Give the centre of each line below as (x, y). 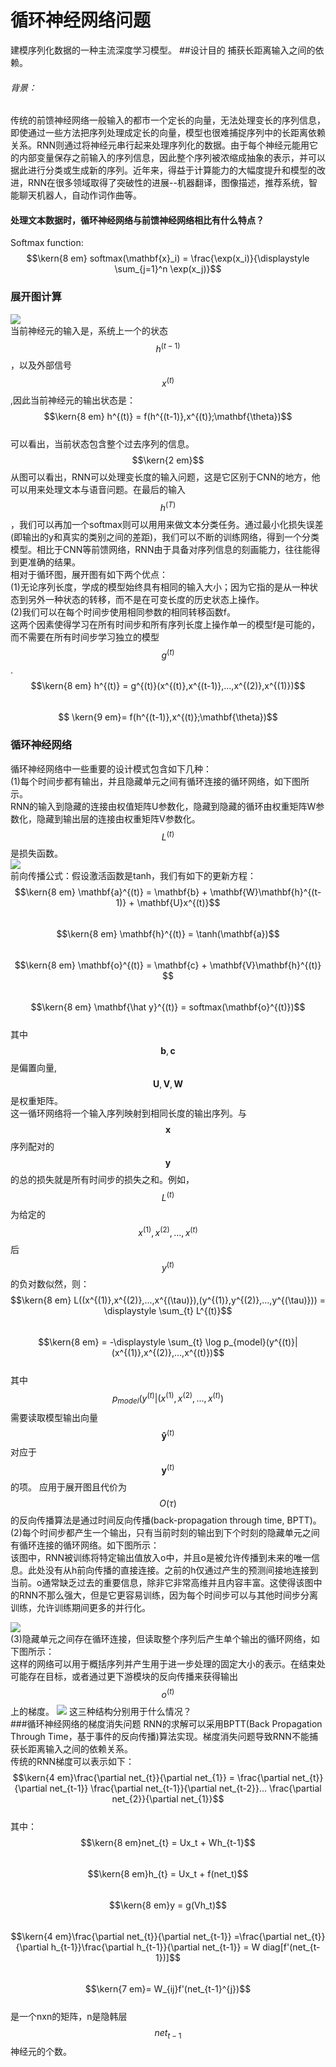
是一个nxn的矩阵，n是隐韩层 (69, 2016)
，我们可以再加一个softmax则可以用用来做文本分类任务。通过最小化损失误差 (167, 524)
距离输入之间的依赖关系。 (80, 1748)
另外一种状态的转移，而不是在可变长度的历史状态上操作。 (146, 599)
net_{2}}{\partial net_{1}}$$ (168, 1798)
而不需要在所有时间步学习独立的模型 (85, 637)
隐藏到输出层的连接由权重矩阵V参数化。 (118, 818)
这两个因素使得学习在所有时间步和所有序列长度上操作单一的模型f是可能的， (165, 624)
